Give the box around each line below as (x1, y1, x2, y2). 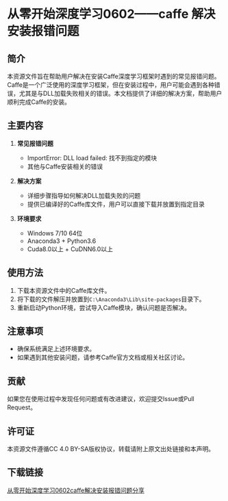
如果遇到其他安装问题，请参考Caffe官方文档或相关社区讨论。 (16, 353, 189, 361)
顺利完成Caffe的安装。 (7, 98, 71, 106)
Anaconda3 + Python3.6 (27, 237, 97, 245)
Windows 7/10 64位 (27, 229, 83, 237)
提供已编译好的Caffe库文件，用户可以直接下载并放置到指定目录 (27, 200, 205, 208)
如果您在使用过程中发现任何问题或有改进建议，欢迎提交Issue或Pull (7, 395, 194, 403)
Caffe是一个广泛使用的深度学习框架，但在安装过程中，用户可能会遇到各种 (7, 81, 214, 89)
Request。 (7, 403, 36, 411)
